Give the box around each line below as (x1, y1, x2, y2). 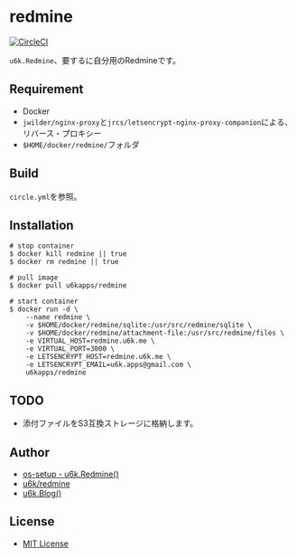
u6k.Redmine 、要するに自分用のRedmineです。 (9, 54, 181, 65)
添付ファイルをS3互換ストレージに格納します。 (22, 418, 199, 429)
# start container (9, 297, 79, 307)
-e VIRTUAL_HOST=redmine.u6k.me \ (25, 336, 155, 345)
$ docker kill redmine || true (9, 250, 127, 259)
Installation (9, 217, 74, 232)
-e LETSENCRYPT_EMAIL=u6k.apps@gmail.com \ (25, 360, 192, 370)
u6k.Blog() (22, 488, 62, 498)
